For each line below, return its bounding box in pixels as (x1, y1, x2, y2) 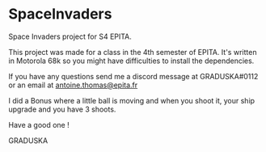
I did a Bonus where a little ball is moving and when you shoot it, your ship (8, 95, 255, 105)
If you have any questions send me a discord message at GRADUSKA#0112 (8, 71, 259, 81)
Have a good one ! (8, 120, 70, 129)
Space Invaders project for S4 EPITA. (8, 32, 132, 41)
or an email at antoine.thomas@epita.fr (8, 80, 138, 90)
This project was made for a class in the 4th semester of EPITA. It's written (8, 47, 257, 57)
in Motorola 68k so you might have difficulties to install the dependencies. (8, 56, 255, 65)
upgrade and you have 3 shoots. (8, 104, 116, 114)
